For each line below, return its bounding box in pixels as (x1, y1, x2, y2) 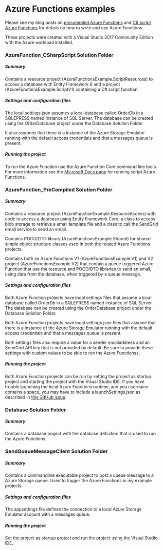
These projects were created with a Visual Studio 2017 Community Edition (5, 34, 153, 40)
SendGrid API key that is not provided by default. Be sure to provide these (5, 344, 153, 350)
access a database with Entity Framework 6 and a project (5, 81, 120, 87)
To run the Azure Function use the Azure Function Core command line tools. (5, 164, 157, 169)
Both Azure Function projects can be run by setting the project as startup (5, 373, 152, 379)
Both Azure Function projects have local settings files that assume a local (5, 295, 152, 300)
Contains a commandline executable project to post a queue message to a (5, 472, 154, 478)
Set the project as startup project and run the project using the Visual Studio (5, 535, 158, 541)
